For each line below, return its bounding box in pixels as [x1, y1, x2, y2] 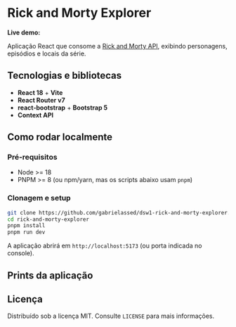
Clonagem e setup [7, 193, 72, 203]
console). [7, 249, 34, 257]
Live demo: [7, 28, 41, 37]
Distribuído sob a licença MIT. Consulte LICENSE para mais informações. [7, 312, 215, 321]
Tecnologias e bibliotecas [7, 70, 122, 82]
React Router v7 [17, 96, 65, 104]
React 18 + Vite [17, 88, 63, 96]
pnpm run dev [7, 229, 46, 236]
